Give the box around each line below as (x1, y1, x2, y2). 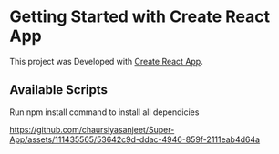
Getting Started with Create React (9, 6, 271, 27)
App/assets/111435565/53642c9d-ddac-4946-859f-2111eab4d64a (9, 134, 261, 145)
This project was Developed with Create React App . (9, 56, 203, 67)
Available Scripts (9, 82, 108, 98)
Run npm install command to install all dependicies (9, 107, 200, 118)
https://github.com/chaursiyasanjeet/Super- (9, 124, 175, 135)
